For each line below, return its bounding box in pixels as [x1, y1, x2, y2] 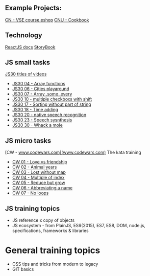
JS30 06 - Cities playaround [12, 86, 70, 92]
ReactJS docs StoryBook [5, 44, 55, 50]
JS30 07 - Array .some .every [12, 91, 73, 97]
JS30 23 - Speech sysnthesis [12, 117, 72, 123]
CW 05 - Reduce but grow [12, 180, 65, 185]
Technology [5, 31, 43, 40]
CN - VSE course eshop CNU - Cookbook [5, 17, 89, 23]
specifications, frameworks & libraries [12, 228, 89, 234]
